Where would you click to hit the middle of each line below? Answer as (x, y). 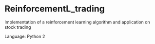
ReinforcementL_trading (55, 9)
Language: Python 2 (25, 36)
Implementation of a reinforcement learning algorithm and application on (77, 22)
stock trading (18, 27)
